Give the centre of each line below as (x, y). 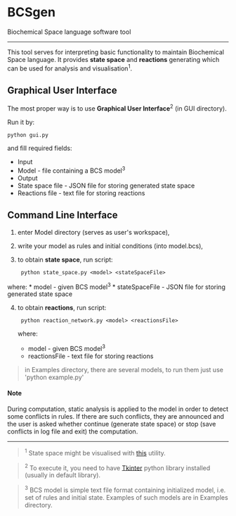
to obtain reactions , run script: (62, 308)
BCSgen (32, 12)
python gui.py (28, 135)
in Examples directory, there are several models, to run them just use (124, 369)
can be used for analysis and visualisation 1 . (70, 68)
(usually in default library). (62, 475)
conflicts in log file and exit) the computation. (73, 431)
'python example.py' (54, 377)
